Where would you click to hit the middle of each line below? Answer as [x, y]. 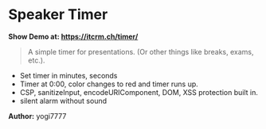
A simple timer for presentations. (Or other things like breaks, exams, [141, 51]
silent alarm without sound [63, 101]
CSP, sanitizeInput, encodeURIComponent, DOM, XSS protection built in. [139, 92]
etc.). [36, 60]
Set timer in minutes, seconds [68, 75]
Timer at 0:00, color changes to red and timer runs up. [109, 84]
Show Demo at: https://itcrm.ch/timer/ [73, 36]
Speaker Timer [58, 15]
